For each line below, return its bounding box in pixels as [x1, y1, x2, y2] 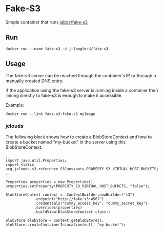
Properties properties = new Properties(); [5, 179, 96, 184]
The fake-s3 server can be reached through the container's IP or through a [5, 72, 156, 78]
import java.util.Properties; [5, 158, 67, 163]
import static [5, 162, 35, 167]
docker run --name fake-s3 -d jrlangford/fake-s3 [5, 46, 109, 51]
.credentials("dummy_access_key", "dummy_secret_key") [34, 201, 148, 206]
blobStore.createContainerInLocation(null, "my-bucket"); [5, 222, 126, 227]
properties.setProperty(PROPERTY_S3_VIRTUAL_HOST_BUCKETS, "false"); [5, 184, 150, 188]
